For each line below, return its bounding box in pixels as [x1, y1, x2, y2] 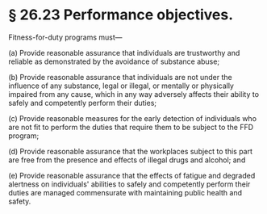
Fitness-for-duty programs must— [8, 32, 123, 42]
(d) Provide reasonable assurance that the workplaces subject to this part [8, 146, 252, 156]
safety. [8, 196, 31, 206]
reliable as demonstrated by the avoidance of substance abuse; [8, 57, 220, 66]
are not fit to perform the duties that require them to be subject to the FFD [8, 122, 254, 132]
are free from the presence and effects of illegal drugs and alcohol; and [8, 155, 246, 165]
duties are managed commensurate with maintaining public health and [8, 187, 242, 197]
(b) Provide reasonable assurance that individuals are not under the [8, 72, 232, 82]
